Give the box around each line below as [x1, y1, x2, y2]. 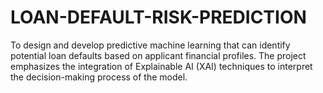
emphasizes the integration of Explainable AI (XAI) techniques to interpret [10, 60, 313, 72]
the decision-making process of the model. [10, 71, 188, 83]
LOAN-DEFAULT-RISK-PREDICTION [10, 6, 307, 29]
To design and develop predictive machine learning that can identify [10, 39, 291, 51]
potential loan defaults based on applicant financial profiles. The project [10, 49, 307, 61]
